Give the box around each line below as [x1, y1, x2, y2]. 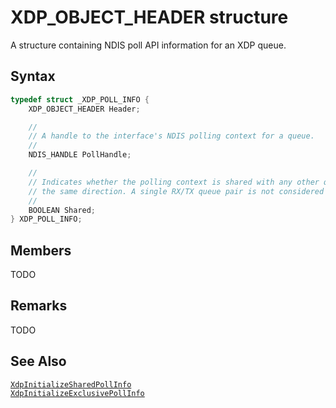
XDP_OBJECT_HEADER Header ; [28, 104, 141, 114]
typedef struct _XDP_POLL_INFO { [10, 94, 150, 105]
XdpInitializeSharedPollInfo [10, 379, 132, 390]
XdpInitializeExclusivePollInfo [10, 388, 145, 398]
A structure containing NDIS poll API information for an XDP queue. [10, 39, 287, 51]
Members [10, 242, 72, 259]
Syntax [10, 68, 56, 85]
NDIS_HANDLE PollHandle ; [28, 150, 132, 160]
